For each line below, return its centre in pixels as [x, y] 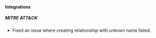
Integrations [18, 7]
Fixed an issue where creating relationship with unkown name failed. [81, 30]
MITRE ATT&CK [21, 18]
